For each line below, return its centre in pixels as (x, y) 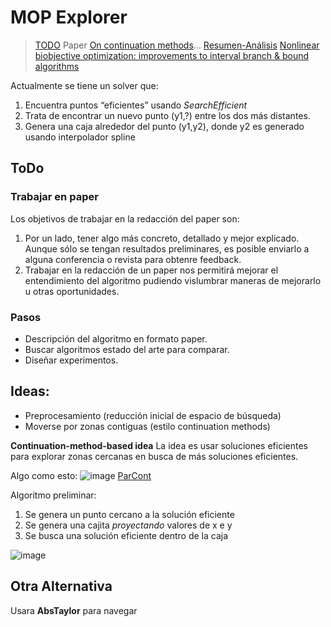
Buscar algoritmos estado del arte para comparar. (127, 349)
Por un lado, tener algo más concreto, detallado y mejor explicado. (162, 238)
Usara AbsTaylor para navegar (74, 610)
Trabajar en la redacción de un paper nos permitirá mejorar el (151, 270)
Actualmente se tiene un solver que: (84, 85)
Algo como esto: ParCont (81, 475)
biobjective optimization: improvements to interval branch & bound (172, 55)
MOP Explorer (69, 17)
